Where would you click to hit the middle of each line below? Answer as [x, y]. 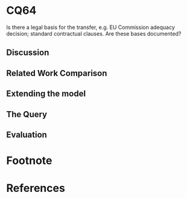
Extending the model [46, 94]
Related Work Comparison [57, 73]
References [36, 188]
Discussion [28, 53]
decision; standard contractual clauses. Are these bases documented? [94, 33]
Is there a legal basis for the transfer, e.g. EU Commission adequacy [90, 27]
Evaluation [27, 134]
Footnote [29, 161]
